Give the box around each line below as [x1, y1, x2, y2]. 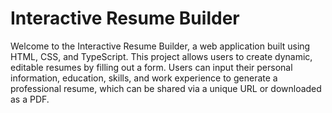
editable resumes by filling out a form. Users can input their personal [10, 61, 293, 73]
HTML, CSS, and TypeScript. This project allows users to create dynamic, [10, 50, 313, 62]
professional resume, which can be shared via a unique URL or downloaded [10, 82, 322, 94]
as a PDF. [10, 93, 50, 105]
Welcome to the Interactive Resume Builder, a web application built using [10, 40, 311, 52]
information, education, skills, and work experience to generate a [10, 72, 278, 84]
